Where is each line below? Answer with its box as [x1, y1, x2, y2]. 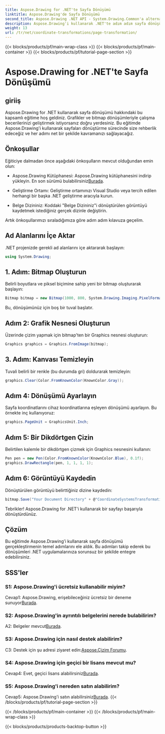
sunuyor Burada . [5, 600, 38, 606]
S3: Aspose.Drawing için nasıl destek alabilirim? [5, 636, 123, 643]
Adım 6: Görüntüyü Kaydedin [5, 474, 96, 483]
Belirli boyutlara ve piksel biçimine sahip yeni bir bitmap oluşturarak [5, 281, 141, 287]
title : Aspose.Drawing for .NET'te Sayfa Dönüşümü [5, 7, 111, 12]
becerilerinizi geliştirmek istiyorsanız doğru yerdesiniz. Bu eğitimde [5, 120, 141, 126]
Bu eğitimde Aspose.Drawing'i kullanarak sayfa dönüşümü [5, 538, 123, 544]
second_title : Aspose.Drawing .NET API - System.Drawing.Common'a [5, 16, 144, 21]
